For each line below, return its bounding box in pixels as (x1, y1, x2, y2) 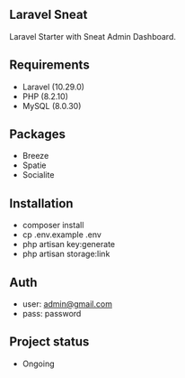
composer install (22, 220, 84, 231)
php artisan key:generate (22, 239, 116, 250)
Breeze (22, 151, 49, 161)
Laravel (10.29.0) (22, 81, 85, 92)
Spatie (22, 160, 47, 171)
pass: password (22, 309, 82, 319)
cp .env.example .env (22, 229, 101, 240)
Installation (9, 196, 74, 211)
